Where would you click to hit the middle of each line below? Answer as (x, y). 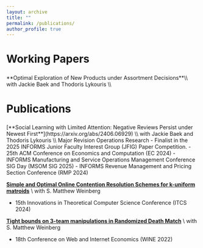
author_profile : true (34, 29)
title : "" (19, 18)
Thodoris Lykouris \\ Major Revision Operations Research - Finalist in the (97, 140)
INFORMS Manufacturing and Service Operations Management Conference (101, 160)
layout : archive (27, 12)
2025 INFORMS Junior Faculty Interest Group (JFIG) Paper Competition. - (99, 147)
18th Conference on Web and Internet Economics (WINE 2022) (94, 239)
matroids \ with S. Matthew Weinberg (53, 191)
